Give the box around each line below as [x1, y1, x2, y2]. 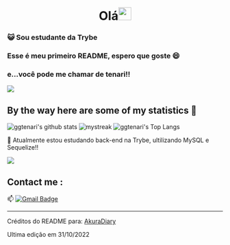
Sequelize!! [7, 143, 39, 152]
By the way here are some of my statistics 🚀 [7, 104, 197, 116]
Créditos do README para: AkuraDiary [7, 217, 116, 225]
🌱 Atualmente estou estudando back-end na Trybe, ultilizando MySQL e [7, 136, 209, 144]
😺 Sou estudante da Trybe [7, 33, 98, 43]
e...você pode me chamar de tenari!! [7, 69, 131, 79]
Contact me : [7, 176, 64, 188]
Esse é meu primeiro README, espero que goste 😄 [7, 51, 180, 61]
